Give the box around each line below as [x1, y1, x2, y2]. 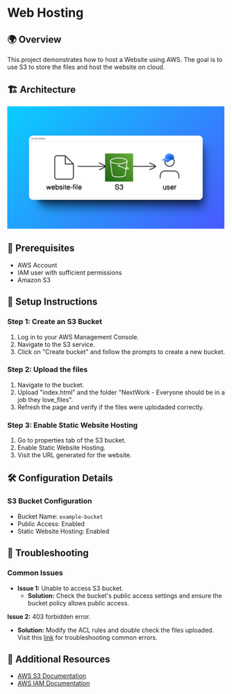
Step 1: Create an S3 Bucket [7, 317, 103, 327]
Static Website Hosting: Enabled [17, 527, 110, 535]
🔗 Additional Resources [7, 653, 110, 665]
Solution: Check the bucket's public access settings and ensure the [27, 591, 222, 600]
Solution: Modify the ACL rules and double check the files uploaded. [17, 626, 214, 634]
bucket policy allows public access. [27, 599, 130, 607]
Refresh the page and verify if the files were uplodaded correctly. [17, 403, 205, 411]
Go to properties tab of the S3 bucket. [17, 436, 126, 445]
